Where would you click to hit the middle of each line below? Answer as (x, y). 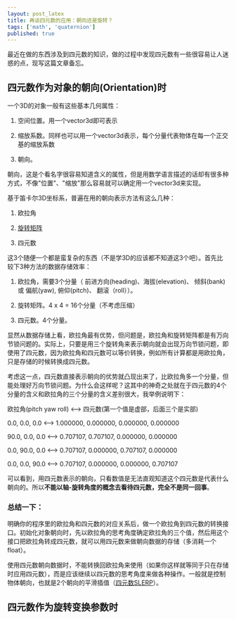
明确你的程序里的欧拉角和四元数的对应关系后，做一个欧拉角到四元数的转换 (115, 524)
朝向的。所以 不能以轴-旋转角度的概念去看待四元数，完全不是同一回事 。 (110, 487)
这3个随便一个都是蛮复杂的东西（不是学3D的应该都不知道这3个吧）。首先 (112, 258)
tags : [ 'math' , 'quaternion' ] (52, 27)
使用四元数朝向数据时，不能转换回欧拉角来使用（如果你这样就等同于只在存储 (118, 565)
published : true (31, 33)
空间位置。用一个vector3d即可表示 (67, 121)
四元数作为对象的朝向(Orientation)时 (87, 88)
